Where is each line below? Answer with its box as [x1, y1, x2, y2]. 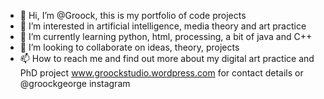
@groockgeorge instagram [19, 78, 131, 89]
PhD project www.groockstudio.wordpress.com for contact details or [19, 67, 304, 79]
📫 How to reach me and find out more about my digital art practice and [19, 53, 315, 64]
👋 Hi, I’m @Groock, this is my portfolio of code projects [19, 10, 247, 21]
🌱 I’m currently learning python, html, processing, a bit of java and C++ [19, 31, 313, 42]
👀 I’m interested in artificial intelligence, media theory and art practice [19, 20, 307, 32]
